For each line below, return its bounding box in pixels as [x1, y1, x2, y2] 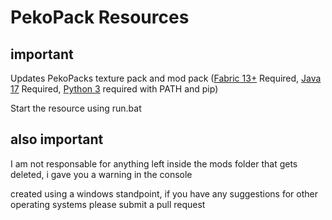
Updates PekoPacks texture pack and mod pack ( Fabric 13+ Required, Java [10, 72, 322, 84]
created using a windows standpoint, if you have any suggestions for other [10, 187, 318, 200]
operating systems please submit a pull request [10, 198, 206, 210]
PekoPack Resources [10, 6, 190, 29]
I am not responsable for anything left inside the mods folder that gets [10, 157, 298, 170]
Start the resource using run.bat [10, 102, 142, 114]
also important [10, 131, 104, 148]
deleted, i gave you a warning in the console [10, 168, 193, 180]
